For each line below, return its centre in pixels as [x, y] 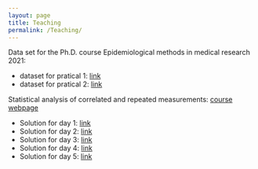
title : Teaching [35, 23]
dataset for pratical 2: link [61, 84]
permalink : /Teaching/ [45, 30]
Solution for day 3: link [56, 140]
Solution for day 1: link [55, 123]
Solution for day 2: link [56, 131]
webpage [24, 108]
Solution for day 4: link [56, 148]
